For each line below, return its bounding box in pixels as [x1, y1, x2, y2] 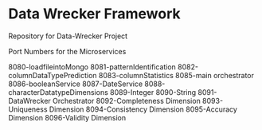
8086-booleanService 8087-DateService [8, 79, 143, 89]
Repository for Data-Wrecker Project [8, 31, 128, 41]
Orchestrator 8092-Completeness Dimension [53, 96, 201, 105]
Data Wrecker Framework [8, 5, 181, 23]
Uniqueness [8, 104, 48, 114]
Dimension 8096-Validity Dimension [8, 112, 127, 122]
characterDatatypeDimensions [8, 87, 109, 97]
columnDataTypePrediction [8, 70, 97, 80]
